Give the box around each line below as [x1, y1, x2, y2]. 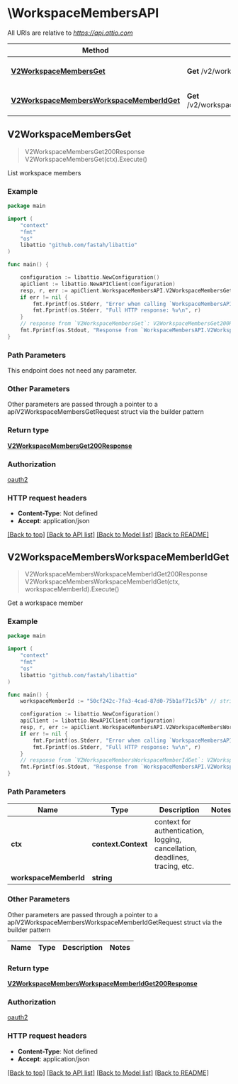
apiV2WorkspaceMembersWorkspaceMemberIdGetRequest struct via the [7, 918, 222, 926]
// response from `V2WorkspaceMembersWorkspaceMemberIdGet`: [20, 757, 204, 764]
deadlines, [154, 853, 189, 863]
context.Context [91, 839, 148, 849]
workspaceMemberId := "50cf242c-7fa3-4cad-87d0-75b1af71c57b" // [20, 698, 217, 705]
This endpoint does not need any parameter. [7, 366, 137, 375]
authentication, [154, 826, 205, 836]
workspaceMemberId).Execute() [24, 585, 120, 593]
